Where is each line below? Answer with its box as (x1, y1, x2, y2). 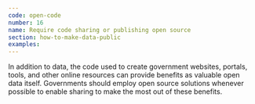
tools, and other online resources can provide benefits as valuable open (8, 70, 241, 80)
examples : (8, 41, 41, 48)
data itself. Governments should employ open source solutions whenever (8, 79, 245, 88)
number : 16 (8, 19, 44, 27)
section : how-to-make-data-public (8, 33, 122, 41)
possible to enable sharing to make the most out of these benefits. (8, 87, 223, 96)
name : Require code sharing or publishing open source (8, 26, 191, 34)
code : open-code (8, 11, 61, 20)
